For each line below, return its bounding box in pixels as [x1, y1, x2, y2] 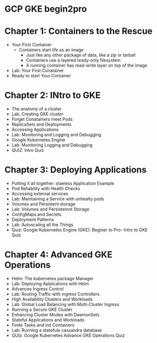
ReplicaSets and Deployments [11, 122, 72, 127]
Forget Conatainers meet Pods [11, 116, 73, 122]
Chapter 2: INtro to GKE [4, 90, 101, 101]
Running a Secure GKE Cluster [11, 307, 73, 312]
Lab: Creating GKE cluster [11, 111, 63, 117]
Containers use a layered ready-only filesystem [26, 57, 121, 63]
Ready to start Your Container [11, 73, 71, 79]
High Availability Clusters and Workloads [11, 296, 93, 302]
